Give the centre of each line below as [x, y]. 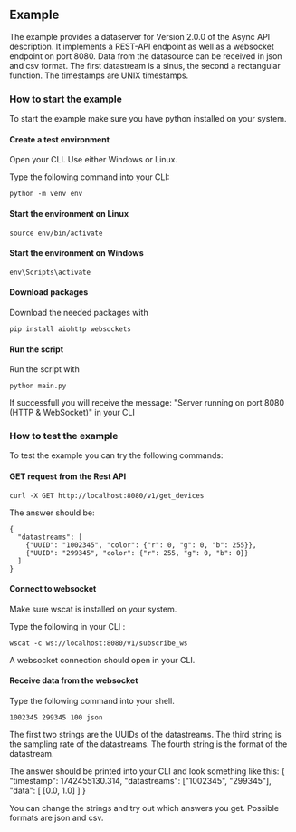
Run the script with [44, 369]
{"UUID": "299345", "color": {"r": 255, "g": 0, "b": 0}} [137, 553]
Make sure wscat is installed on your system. [93, 609]
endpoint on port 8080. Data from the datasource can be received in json [146, 56]
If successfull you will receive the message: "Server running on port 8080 [147, 403]
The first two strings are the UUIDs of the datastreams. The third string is [146, 735]
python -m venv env [46, 194]
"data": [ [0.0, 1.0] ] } [48, 791]
